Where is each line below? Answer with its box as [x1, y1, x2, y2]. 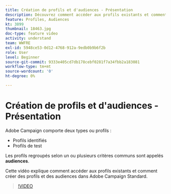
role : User [5, 50, 28, 55]
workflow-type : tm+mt [5, 64, 51, 69]
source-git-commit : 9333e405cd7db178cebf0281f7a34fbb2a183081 [5, 59, 140, 64]
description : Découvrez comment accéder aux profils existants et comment [5, 12, 167, 17]
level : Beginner [5, 54, 40, 60]
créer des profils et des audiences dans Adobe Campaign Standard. [5, 173, 148, 179]
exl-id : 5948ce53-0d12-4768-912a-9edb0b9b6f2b [5, 45, 106, 50]
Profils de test [12, 143, 42, 149]
